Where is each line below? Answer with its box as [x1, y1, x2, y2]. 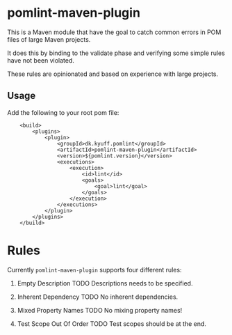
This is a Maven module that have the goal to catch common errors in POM [7, 28, 222, 36]
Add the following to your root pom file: [7, 108, 119, 116]
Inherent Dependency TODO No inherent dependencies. [17, 293, 179, 301]
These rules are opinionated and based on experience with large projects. [7, 70, 219, 78]
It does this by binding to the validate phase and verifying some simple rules [7, 49, 226, 57]
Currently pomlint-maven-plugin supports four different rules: [7, 265, 182, 274]
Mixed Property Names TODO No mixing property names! [17, 306, 183, 314]
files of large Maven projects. [7, 35, 91, 43]
